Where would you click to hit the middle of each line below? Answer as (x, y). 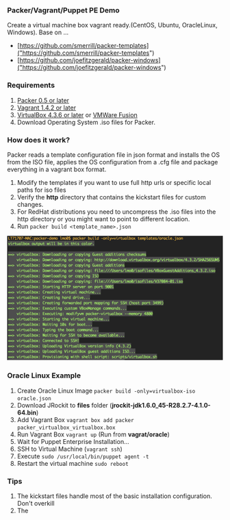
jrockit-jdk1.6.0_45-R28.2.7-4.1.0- (161, 405)
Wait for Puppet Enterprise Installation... (73, 441)
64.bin (26, 412)
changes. (30, 204)
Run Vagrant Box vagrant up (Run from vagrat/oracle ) (93, 434)
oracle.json (34, 398)
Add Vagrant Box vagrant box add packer (76, 419)
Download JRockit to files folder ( (64, 405)
